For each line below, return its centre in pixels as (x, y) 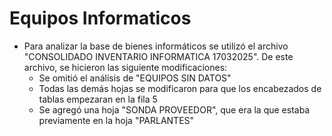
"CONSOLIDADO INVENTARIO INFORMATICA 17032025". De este (158, 56)
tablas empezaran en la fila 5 (98, 99)
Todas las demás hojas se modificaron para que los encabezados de (180, 88)
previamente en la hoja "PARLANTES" (116, 120)
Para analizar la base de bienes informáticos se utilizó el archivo (156, 46)
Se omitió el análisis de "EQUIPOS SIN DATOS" (135, 78)
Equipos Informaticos (100, 18)
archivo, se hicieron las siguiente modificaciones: (125, 67)
